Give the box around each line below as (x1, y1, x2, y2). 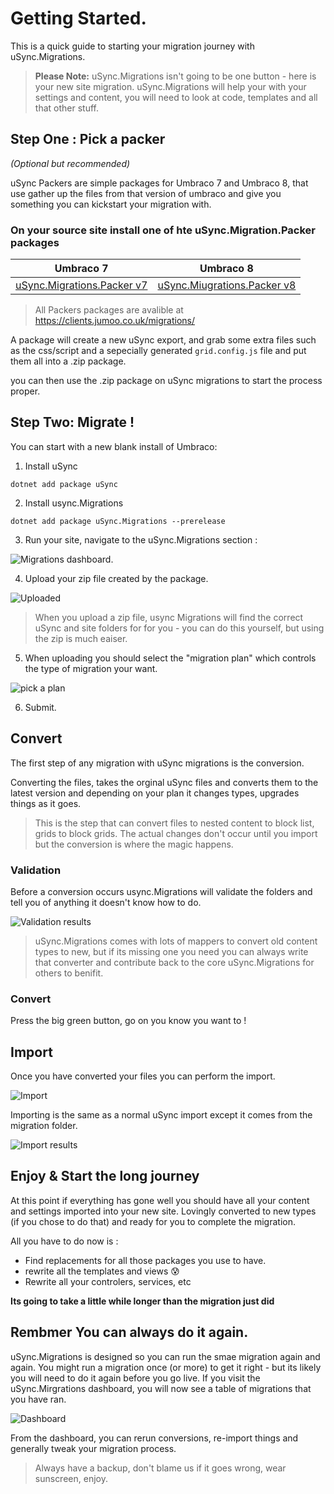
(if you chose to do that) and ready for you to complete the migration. (10, 1215, 296, 1227)
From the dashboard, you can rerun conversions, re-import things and (10, 1432, 299, 1444)
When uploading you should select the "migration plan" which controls (24, 652, 317, 664)
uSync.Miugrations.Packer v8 (157, 278, 297, 292)
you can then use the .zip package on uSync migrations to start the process (10, 375, 323, 387)
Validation (10, 863, 62, 877)
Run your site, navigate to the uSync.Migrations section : (24, 533, 258, 546)
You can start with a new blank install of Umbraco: (10, 440, 218, 452)
